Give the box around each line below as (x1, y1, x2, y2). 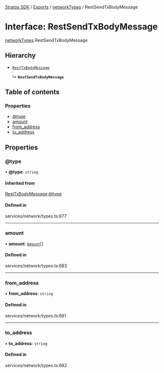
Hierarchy (5, 51, 36, 60)
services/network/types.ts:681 (5, 313, 66, 318)
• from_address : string (5, 291, 53, 296)
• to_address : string (5, 340, 48, 346)
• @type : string (5, 169, 39, 175)
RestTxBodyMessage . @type (5, 191, 62, 197)
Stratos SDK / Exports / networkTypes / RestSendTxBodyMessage (5, 4, 138, 10)
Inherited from (5, 180, 35, 186)
